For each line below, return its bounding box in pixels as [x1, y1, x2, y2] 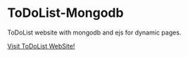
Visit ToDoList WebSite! [7, 42, 75, 50]
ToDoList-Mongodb [7, 5, 124, 21]
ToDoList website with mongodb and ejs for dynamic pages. [7, 28, 182, 37]
